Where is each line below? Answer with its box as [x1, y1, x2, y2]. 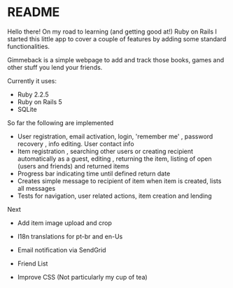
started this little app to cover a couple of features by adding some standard [7, 34, 227, 43]
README [7, 4, 60, 20]
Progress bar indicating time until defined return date [17, 169, 171, 178]
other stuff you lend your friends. [7, 63, 103, 71]
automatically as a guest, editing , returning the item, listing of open [17, 154, 212, 163]
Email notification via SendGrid [17, 245, 106, 254]
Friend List [17, 259, 48, 268]
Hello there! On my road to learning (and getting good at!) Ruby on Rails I [7, 27, 217, 36]
